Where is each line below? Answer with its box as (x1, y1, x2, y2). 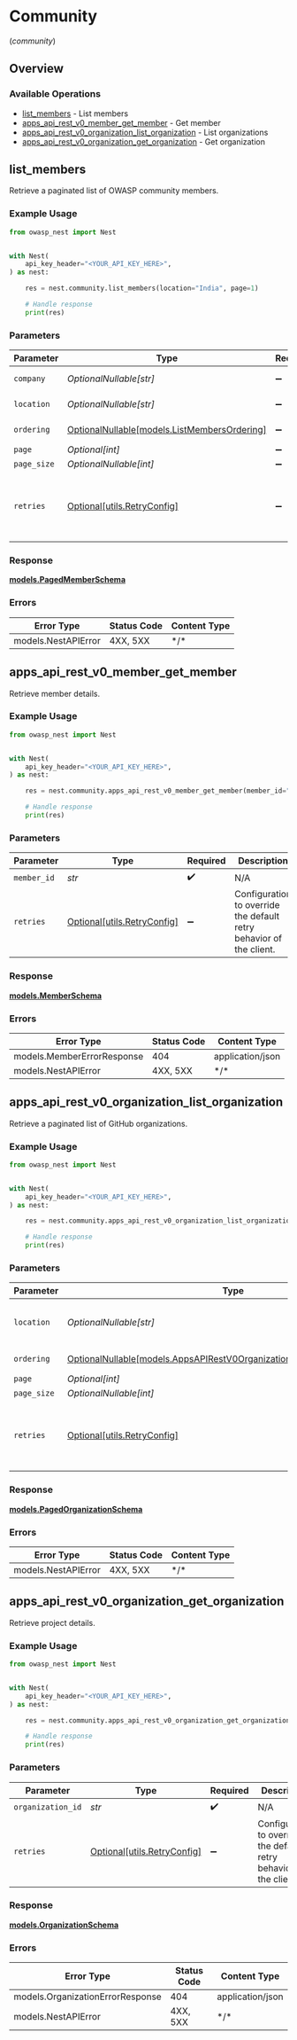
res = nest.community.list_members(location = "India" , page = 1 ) (25, 284, 259, 293)
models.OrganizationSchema (9, 1919, 119, 1930)
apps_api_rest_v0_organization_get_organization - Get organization (21, 136, 266, 147)
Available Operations (9, 88, 102, 100)
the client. (233, 943, 276, 956)
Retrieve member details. (9, 688, 101, 699)
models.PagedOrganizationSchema (9, 1504, 143, 1514)
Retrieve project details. (9, 1617, 95, 1628)
